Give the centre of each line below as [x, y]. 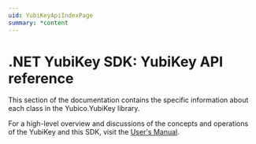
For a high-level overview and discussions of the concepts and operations [128, 124]
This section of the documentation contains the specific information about [128, 100]
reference [41, 78]
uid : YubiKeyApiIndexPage [50, 15]
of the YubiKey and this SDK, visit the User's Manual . [94, 132]
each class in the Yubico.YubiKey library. [74, 109]
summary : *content [38, 23]
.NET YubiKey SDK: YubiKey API [116, 62]
